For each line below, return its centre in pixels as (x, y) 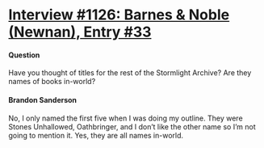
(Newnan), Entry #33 (80, 32)
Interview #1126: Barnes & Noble (119, 15)
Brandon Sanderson (43, 99)
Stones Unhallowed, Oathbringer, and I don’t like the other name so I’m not (132, 126)
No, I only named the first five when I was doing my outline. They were (126, 118)
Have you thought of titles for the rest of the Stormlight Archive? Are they (130, 73)
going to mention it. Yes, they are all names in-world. (96, 135)
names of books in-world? (52, 82)
